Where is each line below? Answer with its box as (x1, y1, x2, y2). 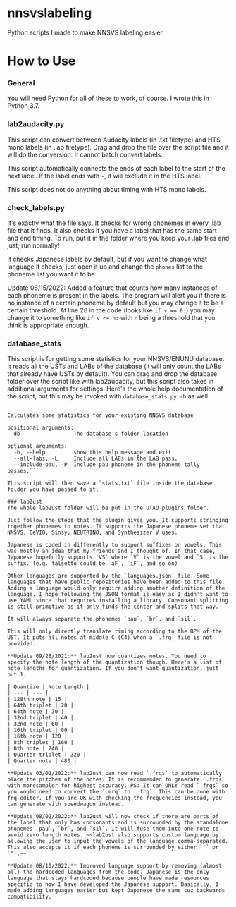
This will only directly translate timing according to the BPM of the (7, 628, 222, 635)
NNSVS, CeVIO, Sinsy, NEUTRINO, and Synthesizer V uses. (7, 529, 178, 537)
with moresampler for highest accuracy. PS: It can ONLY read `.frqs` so (7, 782, 229, 789)
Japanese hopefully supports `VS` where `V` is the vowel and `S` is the (7, 554, 229, 561)
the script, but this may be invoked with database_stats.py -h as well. (7, 392, 210, 401)
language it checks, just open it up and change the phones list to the (7, 262, 204, 271)
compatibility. (7, 894, 52, 901)
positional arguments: (7, 425, 74, 432)
